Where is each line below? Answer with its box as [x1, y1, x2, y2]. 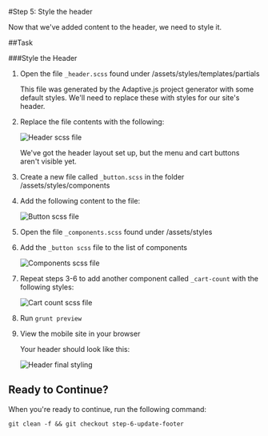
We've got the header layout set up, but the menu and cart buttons [19, 148, 240, 157]
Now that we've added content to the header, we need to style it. [8, 22, 222, 31]
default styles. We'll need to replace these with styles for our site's [19, 93, 240, 103]
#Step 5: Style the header [8, 7, 93, 16]
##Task [8, 38, 34, 47]
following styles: [19, 282, 74, 292]
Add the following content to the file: [19, 196, 141, 205]
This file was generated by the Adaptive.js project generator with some [19, 84, 254, 94]
